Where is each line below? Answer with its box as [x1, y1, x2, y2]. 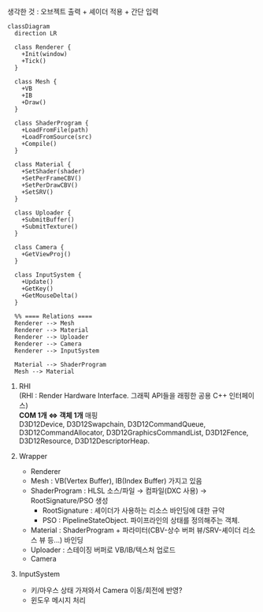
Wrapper [18, 452, 48, 461]
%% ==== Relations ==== [14, 312, 92, 320]
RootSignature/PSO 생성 [30, 496, 109, 505]
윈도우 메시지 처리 [30, 595, 86, 605]
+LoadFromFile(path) [21, 126, 89, 134]
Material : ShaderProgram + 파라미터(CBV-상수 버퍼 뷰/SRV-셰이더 [30, 525, 242, 535]
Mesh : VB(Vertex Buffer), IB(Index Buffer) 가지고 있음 [30, 476, 202, 485]
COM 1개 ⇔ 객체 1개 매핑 [18, 411, 98, 420]
